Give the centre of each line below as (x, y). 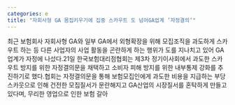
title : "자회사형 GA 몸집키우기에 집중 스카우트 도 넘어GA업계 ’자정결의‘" (102, 20)
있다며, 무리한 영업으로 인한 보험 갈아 (58, 93)
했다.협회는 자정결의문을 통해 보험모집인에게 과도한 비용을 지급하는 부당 (128, 76)
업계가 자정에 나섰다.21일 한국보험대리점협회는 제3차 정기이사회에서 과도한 (108, 58)
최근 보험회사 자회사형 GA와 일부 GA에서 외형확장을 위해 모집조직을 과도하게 (111, 41)
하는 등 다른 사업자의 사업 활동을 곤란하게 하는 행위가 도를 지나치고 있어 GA (122, 50)
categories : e (28, 14)
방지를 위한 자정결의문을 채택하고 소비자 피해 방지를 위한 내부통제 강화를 (118, 67)
